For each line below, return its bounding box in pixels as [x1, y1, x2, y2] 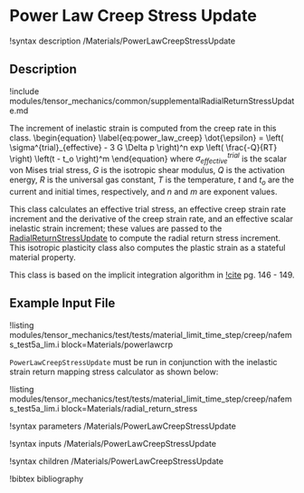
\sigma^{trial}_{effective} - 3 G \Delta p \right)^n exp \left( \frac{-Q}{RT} [9, 141, 278, 152]
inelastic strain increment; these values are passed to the [9, 223, 223, 234]
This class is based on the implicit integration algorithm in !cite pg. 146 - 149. [9, 269, 296, 280]
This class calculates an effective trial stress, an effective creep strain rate [9, 204, 287, 214]
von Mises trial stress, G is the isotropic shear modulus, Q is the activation [9, 165, 285, 176]
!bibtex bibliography [9, 473, 84, 484]
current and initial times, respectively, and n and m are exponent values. [9, 187, 278, 197]
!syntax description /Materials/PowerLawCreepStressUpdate [9, 35, 236, 46]
